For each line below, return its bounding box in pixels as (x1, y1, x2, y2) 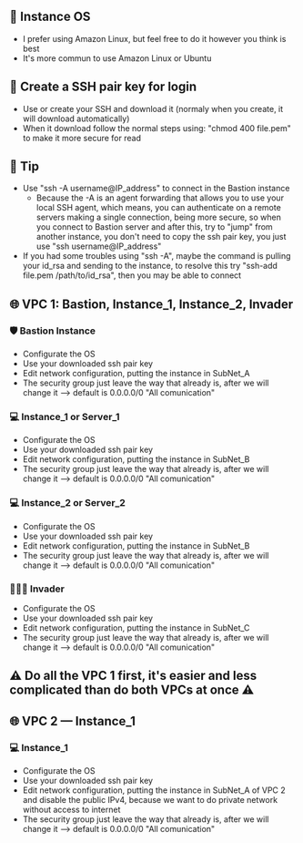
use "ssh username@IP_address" (35, 241, 162, 252)
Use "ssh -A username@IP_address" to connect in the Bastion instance (22, 183, 290, 194)
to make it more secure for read (22, 132, 141, 143)
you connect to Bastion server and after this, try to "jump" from (35, 221, 273, 232)
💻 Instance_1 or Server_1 (9, 411, 120, 424)
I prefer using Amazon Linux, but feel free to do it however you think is (22, 33, 287, 44)
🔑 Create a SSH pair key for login (9, 79, 197, 95)
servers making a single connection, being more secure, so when (35, 211, 282, 223)
